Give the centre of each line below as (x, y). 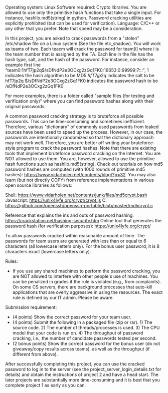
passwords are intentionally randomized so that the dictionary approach (79, 137)
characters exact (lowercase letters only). (48, 252)
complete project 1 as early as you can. (46, 385)
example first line (23, 65)
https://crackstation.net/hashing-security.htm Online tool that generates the (83, 221)
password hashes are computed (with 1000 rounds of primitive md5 (75, 169)
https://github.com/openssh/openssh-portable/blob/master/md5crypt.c (79, 206)
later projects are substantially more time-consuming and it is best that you (83, 380)
